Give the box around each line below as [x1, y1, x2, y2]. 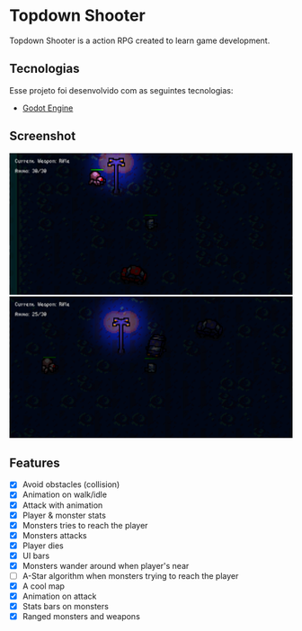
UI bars [22, 550, 50, 561]
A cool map [22, 581, 66, 591]
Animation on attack [22, 591, 97, 602]
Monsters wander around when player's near [22, 560, 190, 571]
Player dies [22, 540, 65, 551]
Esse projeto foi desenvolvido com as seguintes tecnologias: [9, 84, 234, 95]
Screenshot [9, 129, 76, 144]
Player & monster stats [22, 510, 106, 520]
